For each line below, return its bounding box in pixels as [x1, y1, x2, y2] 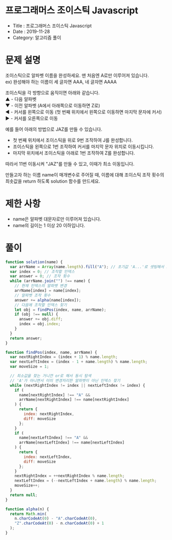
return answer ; [10, 335, 42, 341]
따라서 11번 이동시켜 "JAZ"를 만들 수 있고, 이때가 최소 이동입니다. [5, 161, 135, 167]
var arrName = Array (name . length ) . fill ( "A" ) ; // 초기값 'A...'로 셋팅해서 [10, 264, 164, 269]
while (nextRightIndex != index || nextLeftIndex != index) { [10, 383, 145, 388]
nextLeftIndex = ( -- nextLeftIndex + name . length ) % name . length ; [14, 478, 157, 484]
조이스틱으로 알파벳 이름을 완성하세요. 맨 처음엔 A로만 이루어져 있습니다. [5, 72, 149, 78]
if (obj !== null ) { [14, 312, 58, 317]
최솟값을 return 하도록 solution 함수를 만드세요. [5, 178, 100, 184]
